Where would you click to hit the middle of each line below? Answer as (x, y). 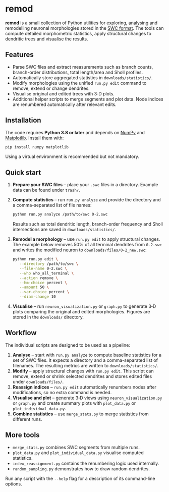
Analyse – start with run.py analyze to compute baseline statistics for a (87, 355)
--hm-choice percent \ (43, 283)
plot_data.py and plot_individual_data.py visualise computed (78, 453)
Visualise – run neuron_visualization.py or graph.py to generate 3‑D (84, 306)
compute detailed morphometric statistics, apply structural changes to (78, 33)
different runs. (27, 419)
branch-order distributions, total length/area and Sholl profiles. (77, 72)
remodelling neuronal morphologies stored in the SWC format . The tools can (84, 28)
